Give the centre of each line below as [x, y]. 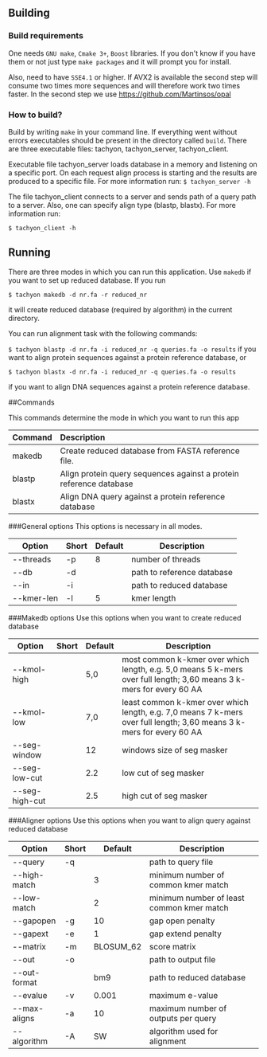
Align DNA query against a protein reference [143, 496]
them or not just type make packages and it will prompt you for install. [120, 61]
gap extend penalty [186, 934]
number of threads [166, 559]
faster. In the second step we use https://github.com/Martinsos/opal [120, 94]
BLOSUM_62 [118, 946]
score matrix [173, 946]
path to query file [182, 862]
